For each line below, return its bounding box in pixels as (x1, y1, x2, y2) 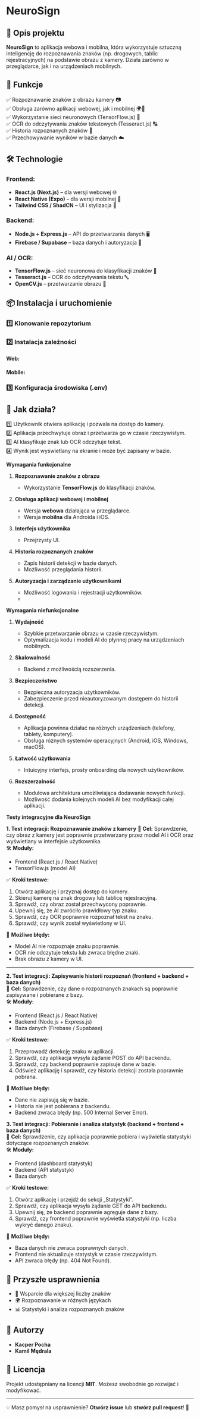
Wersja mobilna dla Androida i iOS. (23, 514, 110, 521)
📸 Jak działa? (6, 404, 57, 414)
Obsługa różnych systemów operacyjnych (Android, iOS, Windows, (23, 737, 189, 745)
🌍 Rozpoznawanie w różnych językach (14, 1297, 111, 1304)
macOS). (23, 743, 46, 750)
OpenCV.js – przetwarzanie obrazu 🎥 (14, 280, 107, 287)
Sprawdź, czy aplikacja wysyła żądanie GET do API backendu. (14, 1202, 168, 1209)
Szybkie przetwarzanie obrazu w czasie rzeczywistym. (23, 630, 159, 637)
